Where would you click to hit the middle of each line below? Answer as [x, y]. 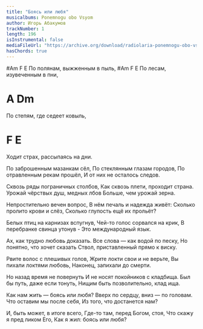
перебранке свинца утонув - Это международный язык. [79, 229]
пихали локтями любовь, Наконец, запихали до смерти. [79, 265]
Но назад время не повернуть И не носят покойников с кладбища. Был [98, 277]
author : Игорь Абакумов [36, 23]
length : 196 [21, 34]
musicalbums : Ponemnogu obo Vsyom [50, 17]
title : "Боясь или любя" [37, 12]
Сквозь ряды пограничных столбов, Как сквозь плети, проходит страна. [100, 186]
